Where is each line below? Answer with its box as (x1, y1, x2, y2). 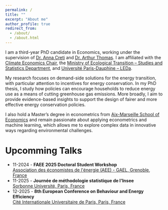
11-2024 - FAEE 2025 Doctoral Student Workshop (12, 161, 117, 167)
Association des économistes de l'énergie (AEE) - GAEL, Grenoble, (12, 167, 150, 173)
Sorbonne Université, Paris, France (12, 183, 85, 189)
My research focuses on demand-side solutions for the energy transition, (5, 75, 156, 81)
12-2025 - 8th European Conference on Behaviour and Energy (12, 188, 144, 194)
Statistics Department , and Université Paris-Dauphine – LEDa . (5, 65, 132, 71)
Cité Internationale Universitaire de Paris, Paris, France (12, 199, 126, 205)
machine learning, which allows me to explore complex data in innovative (5, 122, 156, 128)
